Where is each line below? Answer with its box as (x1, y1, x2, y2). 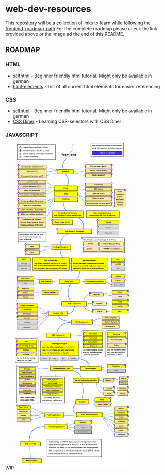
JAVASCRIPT (5, 131, 38, 138)
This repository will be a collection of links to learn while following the (5, 20, 151, 26)
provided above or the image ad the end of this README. (5, 31, 124, 37)
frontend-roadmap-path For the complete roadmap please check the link (5, 25, 157, 31)
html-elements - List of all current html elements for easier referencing (12, 83, 160, 89)
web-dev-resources (5, 3, 91, 15)
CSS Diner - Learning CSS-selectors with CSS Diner (12, 118, 122, 124)
